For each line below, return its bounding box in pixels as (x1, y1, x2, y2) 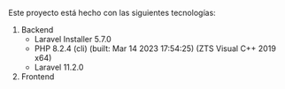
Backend (20, 25, 54, 34)
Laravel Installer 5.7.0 (34, 34, 112, 44)
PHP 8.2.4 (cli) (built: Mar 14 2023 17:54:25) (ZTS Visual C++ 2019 (34, 43, 276, 54)
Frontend (20, 71, 55, 82)
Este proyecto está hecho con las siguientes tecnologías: (8, 8, 216, 18)
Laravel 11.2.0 (34, 62, 84, 72)
